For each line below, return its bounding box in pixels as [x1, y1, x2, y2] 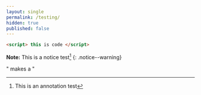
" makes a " [6, 65, 35, 72]
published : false [6, 25, 50, 32]
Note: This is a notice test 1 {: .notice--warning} [6, 53, 122, 60]
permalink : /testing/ [6, 14, 60, 20]
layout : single [6, 8, 44, 15]
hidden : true [6, 20, 39, 26]
